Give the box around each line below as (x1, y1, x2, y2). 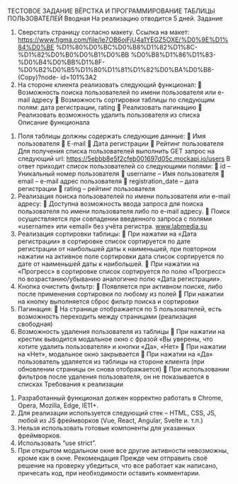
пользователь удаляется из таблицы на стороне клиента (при (17, 357, 205, 366)
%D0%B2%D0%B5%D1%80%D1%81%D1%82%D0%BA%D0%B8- (17, 66, 215, 74)
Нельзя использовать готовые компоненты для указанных (17, 424, 195, 432)
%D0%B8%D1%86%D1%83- (130, 50, 216, 59)
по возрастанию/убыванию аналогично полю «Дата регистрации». (17, 275, 222, 283)
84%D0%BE (17, 43, 55, 51)
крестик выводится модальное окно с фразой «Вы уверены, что (17, 335, 213, 343)
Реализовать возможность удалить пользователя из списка (17, 110, 200, 119)
